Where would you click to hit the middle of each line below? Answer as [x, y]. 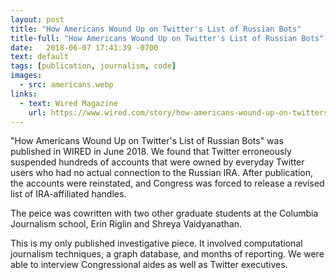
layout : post [37, 19]
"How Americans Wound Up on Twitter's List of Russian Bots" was [147, 141]
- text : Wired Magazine [68, 103]
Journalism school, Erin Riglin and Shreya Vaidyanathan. [126, 224]
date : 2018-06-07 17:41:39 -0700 [84, 47]
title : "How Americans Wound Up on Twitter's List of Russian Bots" [156, 29]
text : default [40, 57]
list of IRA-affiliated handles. [68, 194]
